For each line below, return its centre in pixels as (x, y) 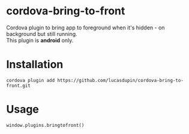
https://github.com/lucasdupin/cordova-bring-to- (121, 80)
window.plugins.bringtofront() (45, 125)
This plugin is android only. (40, 40)
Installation (35, 65)
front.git (19, 86)
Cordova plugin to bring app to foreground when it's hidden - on (85, 28)
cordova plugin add (31, 80)
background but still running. (42, 33)
